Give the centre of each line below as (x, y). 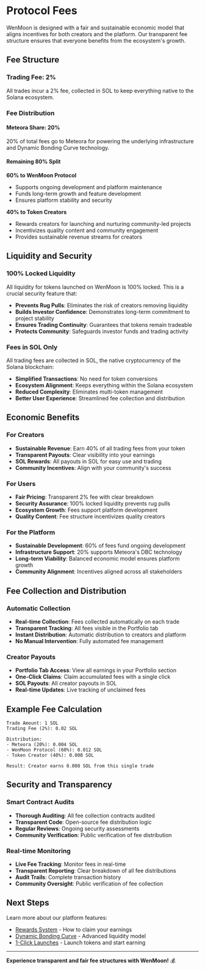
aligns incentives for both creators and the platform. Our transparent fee (97, 34)
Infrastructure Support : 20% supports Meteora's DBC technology (99, 552)
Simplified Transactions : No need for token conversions (86, 379)
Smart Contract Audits (40, 802)
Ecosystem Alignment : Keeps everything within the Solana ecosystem (104, 385)
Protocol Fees (42, 11)
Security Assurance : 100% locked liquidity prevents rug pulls (93, 503)
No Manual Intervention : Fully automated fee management (89, 641)
